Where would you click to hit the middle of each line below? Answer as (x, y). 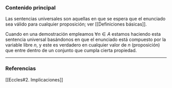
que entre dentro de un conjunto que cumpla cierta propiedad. (71, 51)
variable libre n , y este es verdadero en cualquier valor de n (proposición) (83, 45)
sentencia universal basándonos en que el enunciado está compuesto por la (86, 39)
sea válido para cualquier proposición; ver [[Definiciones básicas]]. (76, 24)
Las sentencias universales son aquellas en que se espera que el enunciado (85, 19)
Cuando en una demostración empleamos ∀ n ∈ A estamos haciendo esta (83, 34)
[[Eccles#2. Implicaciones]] (34, 80)
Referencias (21, 69)
